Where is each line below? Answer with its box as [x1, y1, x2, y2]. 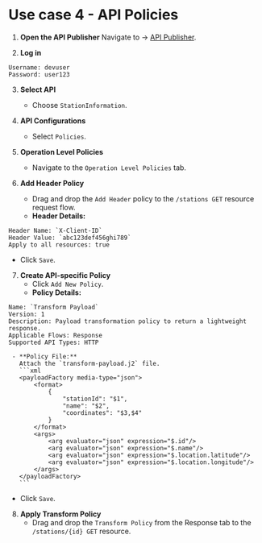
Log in [19, 48, 42, 57]
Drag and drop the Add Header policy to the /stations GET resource [31, 193, 255, 203]
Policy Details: [31, 288, 82, 297]
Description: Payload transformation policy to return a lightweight [8, 317, 247, 325]
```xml [19, 367, 42, 375]
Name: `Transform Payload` [8, 303, 99, 311]
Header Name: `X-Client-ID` [8, 226, 103, 234]
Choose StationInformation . [31, 100, 127, 110]
